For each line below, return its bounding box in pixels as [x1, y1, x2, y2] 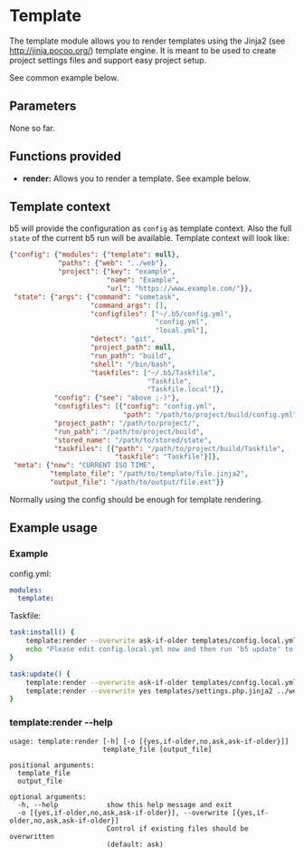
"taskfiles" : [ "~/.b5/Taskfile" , [90, 368, 217, 377]
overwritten [9, 832, 54, 841]
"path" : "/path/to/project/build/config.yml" [122, 410, 298, 419]
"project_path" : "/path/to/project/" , [53, 419, 201, 428]
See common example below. [9, 72, 119, 82]
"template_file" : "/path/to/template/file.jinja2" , [49, 469, 249, 478]
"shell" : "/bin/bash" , [90, 360, 176, 369]
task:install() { [9, 628, 75, 637]
